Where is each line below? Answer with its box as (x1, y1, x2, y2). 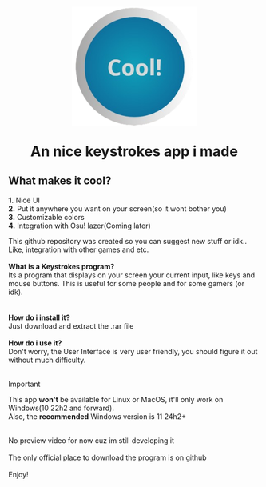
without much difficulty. (8, 355, 86, 365)
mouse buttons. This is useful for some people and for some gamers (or (8, 278, 245, 288)
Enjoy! (8, 469, 30, 479)
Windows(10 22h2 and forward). (8, 403, 114, 413)
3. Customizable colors (8, 212, 85, 222)
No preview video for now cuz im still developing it (8, 435, 174, 445)
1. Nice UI (8, 195, 40, 205)
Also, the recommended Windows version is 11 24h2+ (8, 411, 186, 421)
